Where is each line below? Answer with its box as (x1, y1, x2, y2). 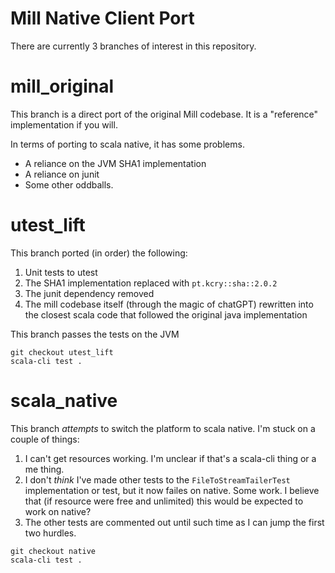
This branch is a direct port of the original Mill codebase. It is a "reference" (10, 108, 319, 120)
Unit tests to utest (24, 266, 98, 278)
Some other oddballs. (24, 178, 114, 191)
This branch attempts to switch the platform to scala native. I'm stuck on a (10, 422, 316, 434)
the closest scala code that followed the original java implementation (24, 308, 308, 321)
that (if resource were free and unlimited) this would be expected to (24, 495, 304, 507)
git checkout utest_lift (10, 347, 114, 357)
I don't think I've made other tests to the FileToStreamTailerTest (24, 473, 291, 486)
